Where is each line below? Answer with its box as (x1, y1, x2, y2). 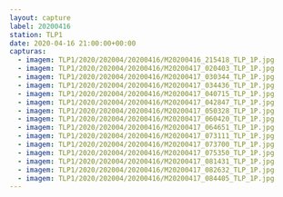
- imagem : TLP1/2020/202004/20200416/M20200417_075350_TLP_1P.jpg (17, 148, 275, 157)
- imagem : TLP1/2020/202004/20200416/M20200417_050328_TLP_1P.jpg (17, 106, 275, 115)
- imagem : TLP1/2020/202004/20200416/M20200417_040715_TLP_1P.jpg (17, 89, 275, 98)
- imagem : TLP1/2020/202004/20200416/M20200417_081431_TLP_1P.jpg (17, 156, 275, 166)
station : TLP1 (9, 30, 64, 39)
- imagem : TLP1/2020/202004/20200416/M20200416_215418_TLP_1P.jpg (17, 55, 275, 64)
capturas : (9, 47, 47, 56)
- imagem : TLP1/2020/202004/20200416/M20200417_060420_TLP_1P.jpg (17, 114, 275, 123)
